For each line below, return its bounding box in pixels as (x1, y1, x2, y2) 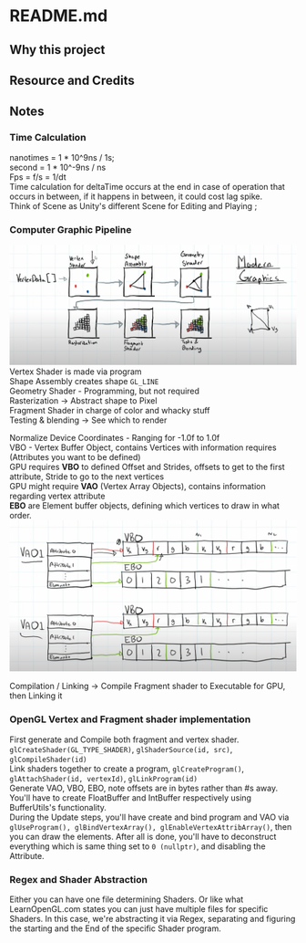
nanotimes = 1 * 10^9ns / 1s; (9, 152, 116, 162)
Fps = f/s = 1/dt (9, 171, 66, 183)
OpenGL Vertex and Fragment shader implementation (9, 713, 251, 726)
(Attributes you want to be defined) (9, 452, 141, 463)
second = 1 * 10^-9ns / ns (9, 162, 107, 173)
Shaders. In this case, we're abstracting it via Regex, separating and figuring (9, 913, 296, 924)
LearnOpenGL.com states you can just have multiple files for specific (9, 903, 269, 914)
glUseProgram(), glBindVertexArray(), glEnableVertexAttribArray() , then (9, 821, 292, 832)
